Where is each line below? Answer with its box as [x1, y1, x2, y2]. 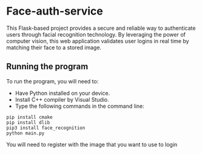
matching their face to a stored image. [6, 44, 102, 51]
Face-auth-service [6, 4, 103, 18]
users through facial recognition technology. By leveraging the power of [6, 30, 186, 38]
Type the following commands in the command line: [15, 102, 144, 110]
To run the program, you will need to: [6, 77, 99, 85]
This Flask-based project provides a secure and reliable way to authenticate [6, 24, 196, 32]
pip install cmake [6, 114, 53, 120]
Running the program [6, 61, 89, 72]
